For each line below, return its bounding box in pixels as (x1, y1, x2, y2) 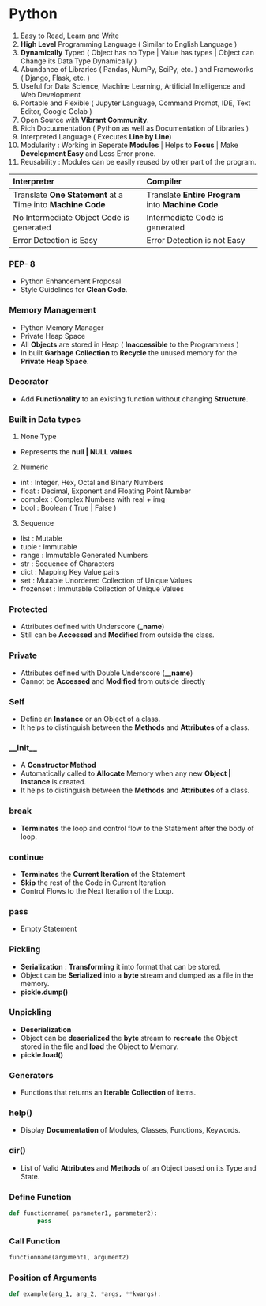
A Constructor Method (20, 761, 96, 770)
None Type (20, 432, 57, 442)
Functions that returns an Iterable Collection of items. (20, 1088, 197, 1097)
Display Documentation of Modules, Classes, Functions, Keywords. (20, 1126, 241, 1135)
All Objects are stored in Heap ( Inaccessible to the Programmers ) (20, 340, 239, 349)
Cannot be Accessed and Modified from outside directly (20, 676, 206, 685)
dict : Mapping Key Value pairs (20, 568, 120, 577)
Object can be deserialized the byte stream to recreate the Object (20, 1033, 238, 1042)
